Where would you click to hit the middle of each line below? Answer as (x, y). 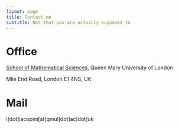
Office (22, 51)
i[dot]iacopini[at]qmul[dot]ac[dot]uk (50, 119)
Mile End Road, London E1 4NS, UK (49, 79)
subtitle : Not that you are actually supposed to (69, 22)
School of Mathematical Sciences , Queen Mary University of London (89, 68)
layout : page (22, 11)
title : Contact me (29, 17)
